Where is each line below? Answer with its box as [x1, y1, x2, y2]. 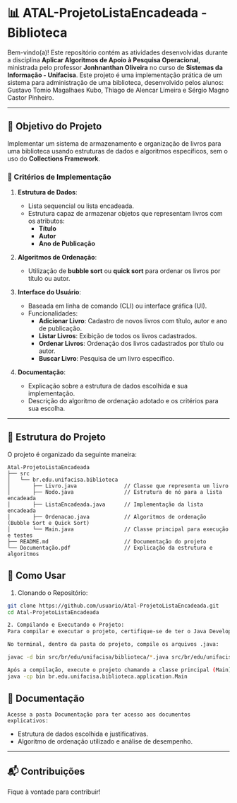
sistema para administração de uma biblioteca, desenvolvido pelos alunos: [7, 78, 224, 86]
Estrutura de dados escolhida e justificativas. [17, 729, 149, 739]
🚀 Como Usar [7, 570, 66, 582]
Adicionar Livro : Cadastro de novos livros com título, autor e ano [38, 317, 228, 325]
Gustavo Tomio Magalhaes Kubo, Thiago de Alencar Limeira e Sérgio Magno [7, 86, 229, 94]
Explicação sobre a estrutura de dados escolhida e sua [28, 382, 188, 391]
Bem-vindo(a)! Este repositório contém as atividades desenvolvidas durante [7, 48, 228, 57]
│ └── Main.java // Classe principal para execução [7, 526, 229, 533]
